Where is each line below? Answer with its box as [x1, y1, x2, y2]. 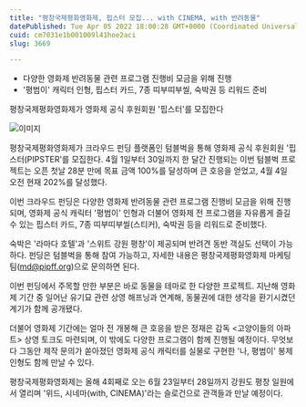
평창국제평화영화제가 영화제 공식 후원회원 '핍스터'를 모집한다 [9, 104, 224, 115]
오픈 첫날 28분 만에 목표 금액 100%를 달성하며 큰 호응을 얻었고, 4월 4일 [33, 165, 289, 176]
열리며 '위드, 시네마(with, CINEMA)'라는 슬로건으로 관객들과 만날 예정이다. [18, 388, 284, 399]
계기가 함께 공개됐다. [9, 303, 83, 315]
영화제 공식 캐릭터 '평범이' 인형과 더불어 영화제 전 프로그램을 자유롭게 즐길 [28, 207, 291, 219]
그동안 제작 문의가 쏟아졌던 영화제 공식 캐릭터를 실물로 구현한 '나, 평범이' [18, 346, 276, 357]
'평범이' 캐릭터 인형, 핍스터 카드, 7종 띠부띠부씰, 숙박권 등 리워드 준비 [22, 84, 268, 96]
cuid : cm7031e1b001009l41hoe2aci [9, 30, 137, 39]
